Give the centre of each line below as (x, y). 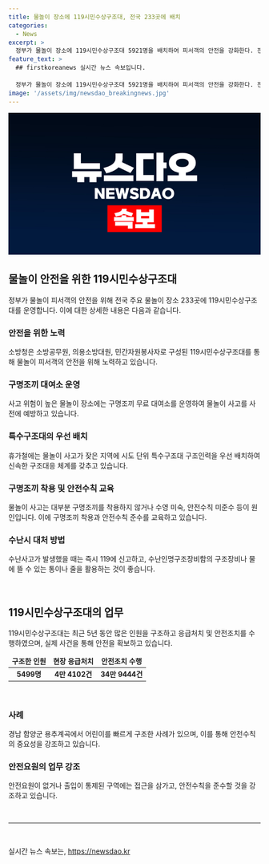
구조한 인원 (29, 661)
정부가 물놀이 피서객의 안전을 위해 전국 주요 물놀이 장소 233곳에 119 (114, 300)
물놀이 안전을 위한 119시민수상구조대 (93, 280)
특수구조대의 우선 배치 (48, 436)
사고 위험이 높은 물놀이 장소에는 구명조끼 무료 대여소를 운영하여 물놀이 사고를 (128, 404)
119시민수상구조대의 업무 (66, 613)
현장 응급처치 (74, 661)
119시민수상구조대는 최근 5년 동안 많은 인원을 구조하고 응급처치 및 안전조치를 (127, 633)
